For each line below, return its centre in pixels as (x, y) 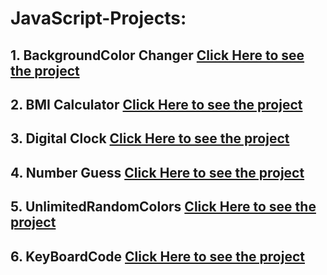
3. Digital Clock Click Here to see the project (150, 138)
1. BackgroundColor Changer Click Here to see (157, 55)
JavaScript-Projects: (98, 18)
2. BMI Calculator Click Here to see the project (156, 104)
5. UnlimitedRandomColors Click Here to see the (163, 207)
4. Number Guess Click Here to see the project (157, 172)
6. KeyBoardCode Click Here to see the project (157, 256)
